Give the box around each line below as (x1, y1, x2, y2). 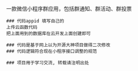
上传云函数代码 (6, 24, 38, 30)
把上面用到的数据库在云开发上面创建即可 (6, 31, 91, 37)
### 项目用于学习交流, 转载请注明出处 (6, 60, 90, 66)
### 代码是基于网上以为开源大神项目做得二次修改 (6, 42, 111, 48)
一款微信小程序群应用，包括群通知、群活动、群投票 (6, 5, 132, 12)
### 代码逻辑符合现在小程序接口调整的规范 (6, 49, 97, 54)
